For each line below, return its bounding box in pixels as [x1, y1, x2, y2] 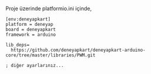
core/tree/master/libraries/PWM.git [5, 52, 96, 58]
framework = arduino [5, 32, 57, 38]
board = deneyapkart [5, 26, 57, 32]
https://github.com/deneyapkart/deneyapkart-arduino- [11, 47, 146, 53]
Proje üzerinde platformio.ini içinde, [5, 5, 92, 12]
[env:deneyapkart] [5, 16, 51, 22]
